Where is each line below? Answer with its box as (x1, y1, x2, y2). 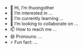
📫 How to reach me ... (10, 26, 57, 32)
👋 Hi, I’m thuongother (10, 5, 54, 10)
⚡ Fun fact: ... (10, 39, 38, 45)
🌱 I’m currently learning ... (10, 15, 64, 21)
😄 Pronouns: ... (10, 33, 43, 39)
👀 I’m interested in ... (10, 10, 53, 16)
